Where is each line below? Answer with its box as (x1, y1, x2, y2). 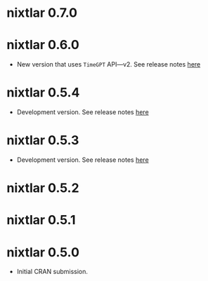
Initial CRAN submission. (16, 268, 89, 276)
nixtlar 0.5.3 (6, 132, 79, 149)
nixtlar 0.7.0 (6, 5, 78, 21)
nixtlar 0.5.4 (6, 85, 80, 101)
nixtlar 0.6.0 (6, 37, 80, 53)
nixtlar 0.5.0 (6, 244, 80, 260)
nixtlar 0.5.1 (6, 212, 76, 228)
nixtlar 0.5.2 (6, 180, 79, 196)
